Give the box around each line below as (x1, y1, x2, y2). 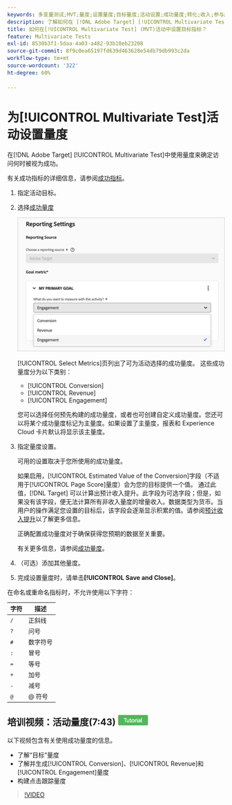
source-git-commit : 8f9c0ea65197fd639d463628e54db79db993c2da (7, 48, 190, 55)
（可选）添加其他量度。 (17, 559, 84, 567)
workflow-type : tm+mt (7, 55, 70, 62)
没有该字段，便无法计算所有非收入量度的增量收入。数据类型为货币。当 (23, 497, 223, 505)
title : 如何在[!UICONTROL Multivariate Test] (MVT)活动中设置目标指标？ (7, 26, 207, 32)
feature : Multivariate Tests (7, 33, 91, 40)
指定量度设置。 (17, 442, 60, 450)
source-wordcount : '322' (7, 62, 79, 69)
